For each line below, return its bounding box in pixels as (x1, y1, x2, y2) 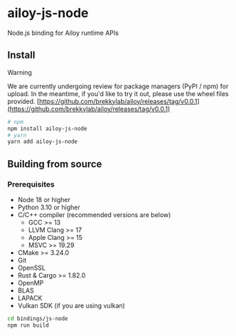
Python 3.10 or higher (17, 203, 80, 211)
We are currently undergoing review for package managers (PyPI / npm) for (7, 82, 229, 90)
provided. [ (7, 97, 40, 105)
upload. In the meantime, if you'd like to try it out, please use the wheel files (7, 89, 229, 98)
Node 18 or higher (17, 195, 71, 204)
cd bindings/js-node (7, 315, 69, 322)
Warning (7, 68, 32, 76)
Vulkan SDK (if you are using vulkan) (17, 301, 126, 310)
